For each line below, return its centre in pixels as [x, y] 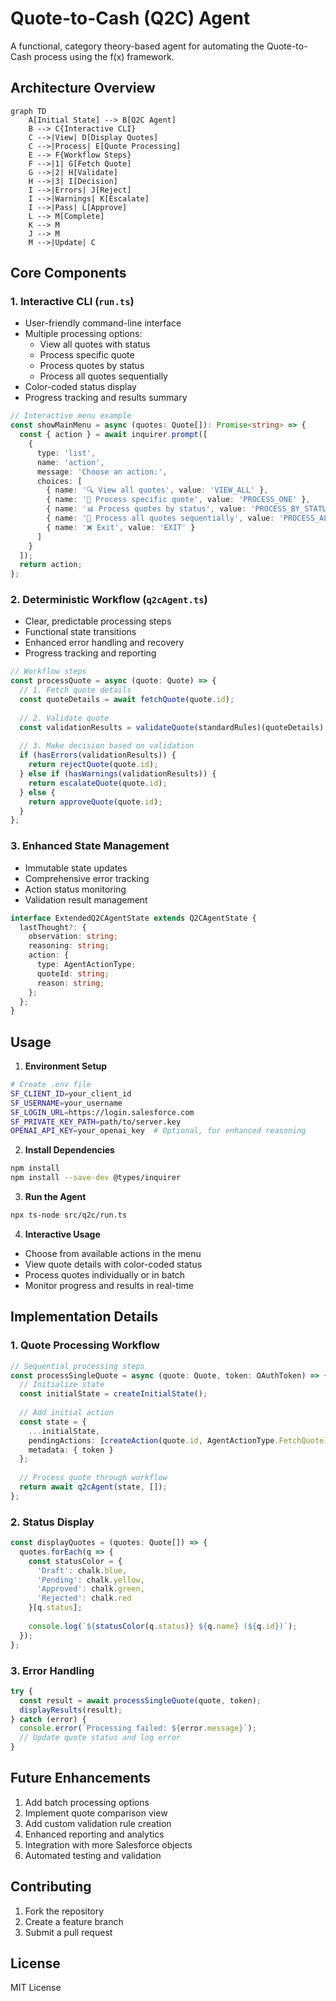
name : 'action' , [70, 462]
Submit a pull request [68, 1932]
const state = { [53, 1422]
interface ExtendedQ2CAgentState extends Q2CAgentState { [133, 918]
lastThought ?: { [53, 927]
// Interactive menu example [71, 416]
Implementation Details [84, 1317]
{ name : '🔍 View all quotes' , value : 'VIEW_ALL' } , [157, 490]
